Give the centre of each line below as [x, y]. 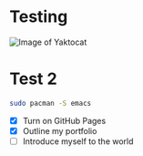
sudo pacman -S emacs [51, 103]
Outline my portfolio [60, 130]
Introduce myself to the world [78, 141]
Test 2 [33, 79]
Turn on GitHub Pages [64, 120]
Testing [39, 17]
